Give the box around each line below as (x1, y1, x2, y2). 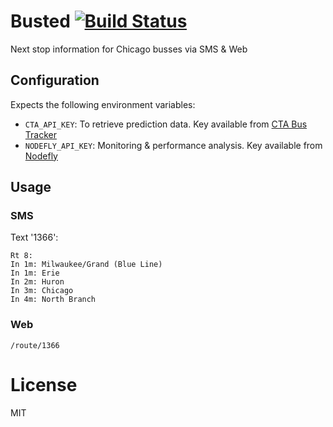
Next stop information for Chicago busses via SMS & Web (10, 43, 248, 55)
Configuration (10, 72, 100, 89)
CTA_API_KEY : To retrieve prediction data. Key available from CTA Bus (24, 118, 308, 130)
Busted (10, 10, 71, 33)
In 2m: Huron (10, 277, 65, 287)
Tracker (24, 128, 57, 140)
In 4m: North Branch (10, 295, 97, 305)
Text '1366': (10, 231, 59, 244)
